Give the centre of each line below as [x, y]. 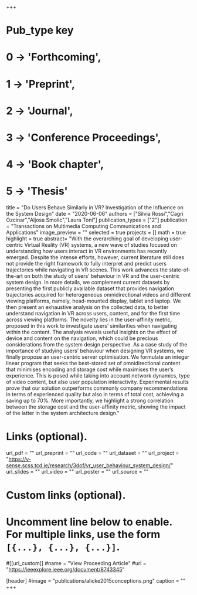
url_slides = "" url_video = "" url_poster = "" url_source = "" [77, 472]
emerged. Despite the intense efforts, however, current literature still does [95, 257]
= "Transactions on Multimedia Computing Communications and [84, 226]
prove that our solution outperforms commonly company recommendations [97, 388]
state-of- [180, 270]
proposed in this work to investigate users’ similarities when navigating [91, 326]
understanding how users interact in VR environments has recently [86, 251]
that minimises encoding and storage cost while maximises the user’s [90, 369]
